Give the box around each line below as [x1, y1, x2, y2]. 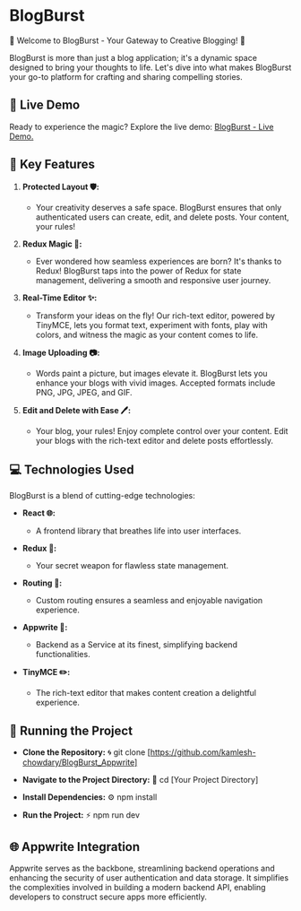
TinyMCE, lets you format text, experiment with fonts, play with [35, 319, 269, 330]
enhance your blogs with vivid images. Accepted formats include [35, 377, 276, 388]
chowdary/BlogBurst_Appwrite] [21, 757, 138, 768]
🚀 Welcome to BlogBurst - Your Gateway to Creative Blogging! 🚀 [9, 35, 246, 46]
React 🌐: [21, 508, 56, 518]
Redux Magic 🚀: [21, 239, 82, 249]
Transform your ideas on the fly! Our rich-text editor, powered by [35, 310, 276, 321]
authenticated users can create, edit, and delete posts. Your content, [35, 212, 289, 222]
